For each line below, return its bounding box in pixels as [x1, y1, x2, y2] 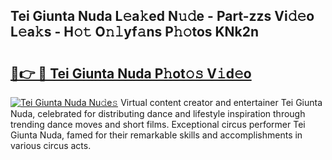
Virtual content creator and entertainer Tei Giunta [120, 97, 323, 108]
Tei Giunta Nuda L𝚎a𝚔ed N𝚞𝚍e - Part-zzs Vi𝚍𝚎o [10, 8, 315, 25]
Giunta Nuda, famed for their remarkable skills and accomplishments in [10, 129, 303, 141]
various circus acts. [10, 140, 92, 151]
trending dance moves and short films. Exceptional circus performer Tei [10, 119, 306, 130]
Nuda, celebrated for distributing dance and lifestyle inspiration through [10, 108, 306, 119]
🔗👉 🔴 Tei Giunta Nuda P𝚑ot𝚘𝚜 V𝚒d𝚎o [10, 65, 252, 82]
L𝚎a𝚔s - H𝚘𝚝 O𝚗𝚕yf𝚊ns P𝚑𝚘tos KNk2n [10, 24, 260, 41]
